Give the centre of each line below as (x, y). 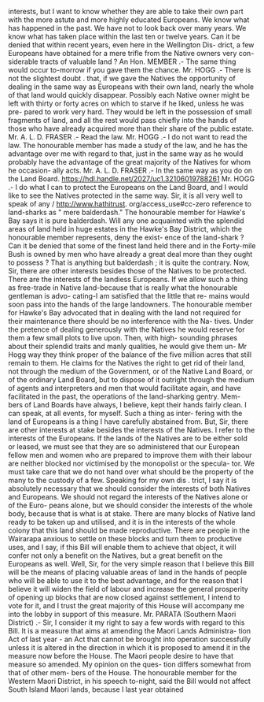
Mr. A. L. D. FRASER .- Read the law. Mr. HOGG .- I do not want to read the (128, 137)
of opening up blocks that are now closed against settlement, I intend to (125, 597)
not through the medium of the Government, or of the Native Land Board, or (130, 371)
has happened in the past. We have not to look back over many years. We (127, 28)
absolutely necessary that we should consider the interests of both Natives (129, 488)
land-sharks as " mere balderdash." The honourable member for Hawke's (127, 212)
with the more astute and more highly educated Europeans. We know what (129, 20)
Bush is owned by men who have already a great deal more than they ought (130, 254)
